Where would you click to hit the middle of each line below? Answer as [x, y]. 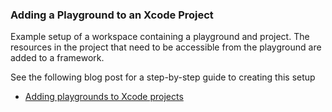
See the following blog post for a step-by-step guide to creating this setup [163, 77]
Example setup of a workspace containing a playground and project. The [160, 37]
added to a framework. [57, 58]
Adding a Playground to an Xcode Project [112, 15]
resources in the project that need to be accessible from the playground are [166, 47]
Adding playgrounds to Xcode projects [104, 97]
